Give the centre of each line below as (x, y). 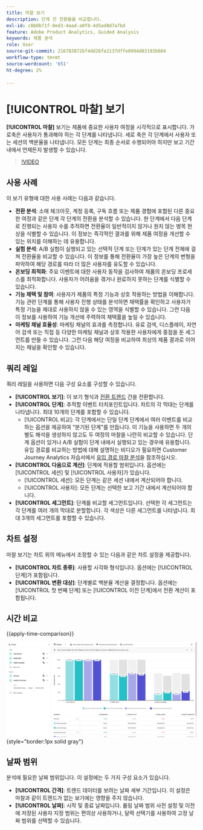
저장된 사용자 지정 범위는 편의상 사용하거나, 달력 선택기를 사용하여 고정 (105, 813)
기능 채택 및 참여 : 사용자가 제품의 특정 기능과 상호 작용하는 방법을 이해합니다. (105, 294)
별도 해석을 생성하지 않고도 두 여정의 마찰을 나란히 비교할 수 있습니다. (105, 434)
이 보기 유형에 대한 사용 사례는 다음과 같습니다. (61, 198)
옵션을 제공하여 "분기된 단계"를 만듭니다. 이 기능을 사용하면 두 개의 (114, 427)
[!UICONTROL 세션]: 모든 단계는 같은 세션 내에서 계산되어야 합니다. (103, 480)
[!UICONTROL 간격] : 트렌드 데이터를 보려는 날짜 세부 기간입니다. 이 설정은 (103, 791)
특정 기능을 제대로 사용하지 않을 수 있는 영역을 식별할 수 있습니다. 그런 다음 (103, 309)
